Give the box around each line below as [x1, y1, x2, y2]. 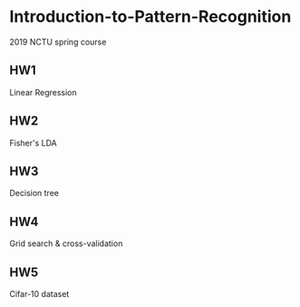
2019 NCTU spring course [9, 36, 107, 47]
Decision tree [9, 188, 59, 199]
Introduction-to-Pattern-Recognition [9, 6, 292, 27]
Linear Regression [9, 86, 77, 97]
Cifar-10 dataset [9, 289, 70, 299]
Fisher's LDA [9, 137, 57, 148]
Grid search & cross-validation [9, 238, 123, 249]
